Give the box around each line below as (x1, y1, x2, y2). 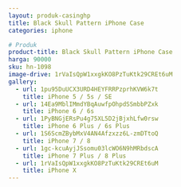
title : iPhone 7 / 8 (22, 137, 91, 145)
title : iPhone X (22, 166, 77, 175)
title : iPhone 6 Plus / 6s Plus (22, 123, 130, 131)
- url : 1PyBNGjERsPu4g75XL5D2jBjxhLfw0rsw (15, 115, 159, 123)
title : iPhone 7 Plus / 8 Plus (22, 152, 127, 160)
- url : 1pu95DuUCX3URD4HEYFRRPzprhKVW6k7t (15, 85, 159, 93)
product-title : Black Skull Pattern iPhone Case (8, 49, 173, 56)
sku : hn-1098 (8, 63, 52, 72)
